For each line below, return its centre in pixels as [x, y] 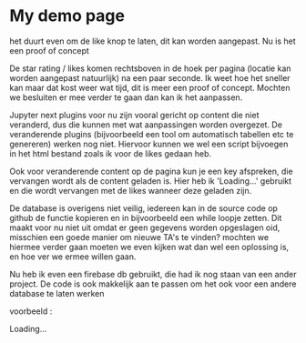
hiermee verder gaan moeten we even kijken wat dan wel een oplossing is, [149, 247]
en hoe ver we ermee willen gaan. [73, 257]
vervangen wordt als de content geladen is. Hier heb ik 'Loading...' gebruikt [151, 181]
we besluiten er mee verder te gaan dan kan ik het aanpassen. [126, 97]
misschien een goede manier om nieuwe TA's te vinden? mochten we [139, 237]
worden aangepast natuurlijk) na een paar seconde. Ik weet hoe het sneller [150, 77]
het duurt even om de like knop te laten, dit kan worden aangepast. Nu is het [153, 41]
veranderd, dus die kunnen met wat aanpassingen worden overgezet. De [146, 125]
